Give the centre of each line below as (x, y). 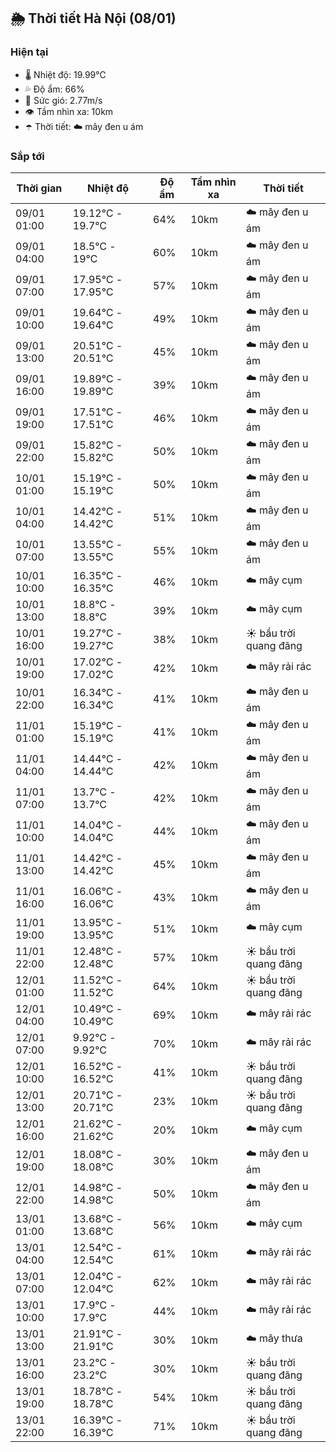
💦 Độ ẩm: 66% (54, 89)
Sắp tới (27, 156)
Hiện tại (29, 52)
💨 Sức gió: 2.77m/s (63, 100)
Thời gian (39, 188)
